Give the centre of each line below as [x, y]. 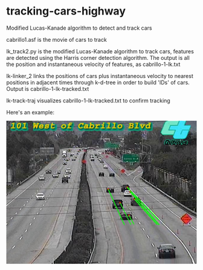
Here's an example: [30, 112]
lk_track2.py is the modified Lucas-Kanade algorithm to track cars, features [100, 51]
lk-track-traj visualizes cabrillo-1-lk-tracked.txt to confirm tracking [88, 100]
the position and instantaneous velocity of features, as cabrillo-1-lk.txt [93, 64]
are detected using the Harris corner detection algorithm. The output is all [98, 58]
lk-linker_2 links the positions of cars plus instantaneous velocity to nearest [100, 76]
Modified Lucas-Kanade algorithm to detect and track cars [79, 28]
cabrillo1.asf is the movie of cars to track [56, 39]
